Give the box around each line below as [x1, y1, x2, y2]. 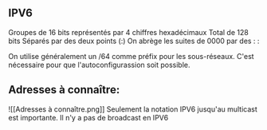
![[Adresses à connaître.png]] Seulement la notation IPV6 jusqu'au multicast [8, 104, 257, 114]
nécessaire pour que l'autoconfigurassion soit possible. [8, 60, 190, 69]
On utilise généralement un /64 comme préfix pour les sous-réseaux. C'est [8, 51, 254, 61]
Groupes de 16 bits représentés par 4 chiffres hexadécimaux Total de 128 [8, 27, 249, 37]
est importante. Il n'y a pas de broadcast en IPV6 [8, 112, 169, 122]
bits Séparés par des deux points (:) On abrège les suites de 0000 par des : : [8, 36, 260, 45]
